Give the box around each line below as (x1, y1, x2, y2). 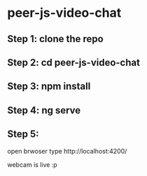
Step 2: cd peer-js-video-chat (7, 56, 140, 68)
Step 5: (7, 128, 40, 140)
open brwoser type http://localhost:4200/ (7, 147, 127, 155)
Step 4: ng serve (7, 104, 81, 116)
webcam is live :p (7, 160, 57, 169)
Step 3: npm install (7, 81, 91, 93)
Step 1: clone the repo (7, 33, 104, 45)
